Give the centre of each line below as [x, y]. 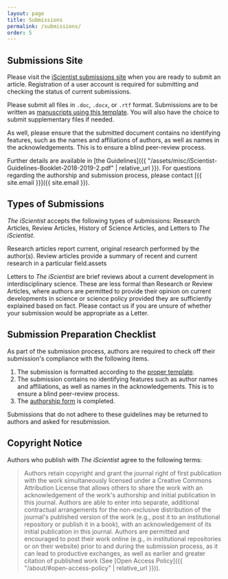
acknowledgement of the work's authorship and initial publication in [120, 495]
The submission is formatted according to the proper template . [106, 372]
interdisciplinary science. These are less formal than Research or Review [110, 284]
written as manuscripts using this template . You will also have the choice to [113, 112]
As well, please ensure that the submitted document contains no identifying [114, 133]
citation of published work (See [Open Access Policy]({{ [103, 560]
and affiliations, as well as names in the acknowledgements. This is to [115, 386]
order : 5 [20, 33]
